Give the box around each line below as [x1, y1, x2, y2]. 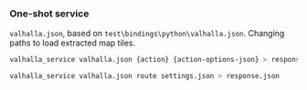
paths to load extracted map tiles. [9, 37, 135, 48]
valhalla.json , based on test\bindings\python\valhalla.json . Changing [9, 28, 285, 39]
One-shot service [9, 7, 90, 20]
